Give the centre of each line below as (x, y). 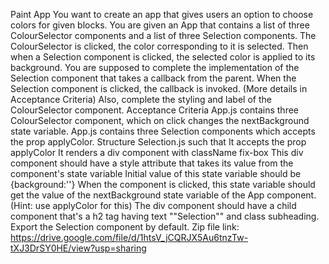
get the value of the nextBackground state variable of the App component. (163, 195)
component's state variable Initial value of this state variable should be (156, 173)
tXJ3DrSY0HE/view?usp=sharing (78, 248)
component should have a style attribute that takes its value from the (152, 163)
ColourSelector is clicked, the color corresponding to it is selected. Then (159, 46)
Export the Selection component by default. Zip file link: (125, 227)
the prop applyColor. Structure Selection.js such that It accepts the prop (158, 142)
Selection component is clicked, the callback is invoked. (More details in (159, 88)
